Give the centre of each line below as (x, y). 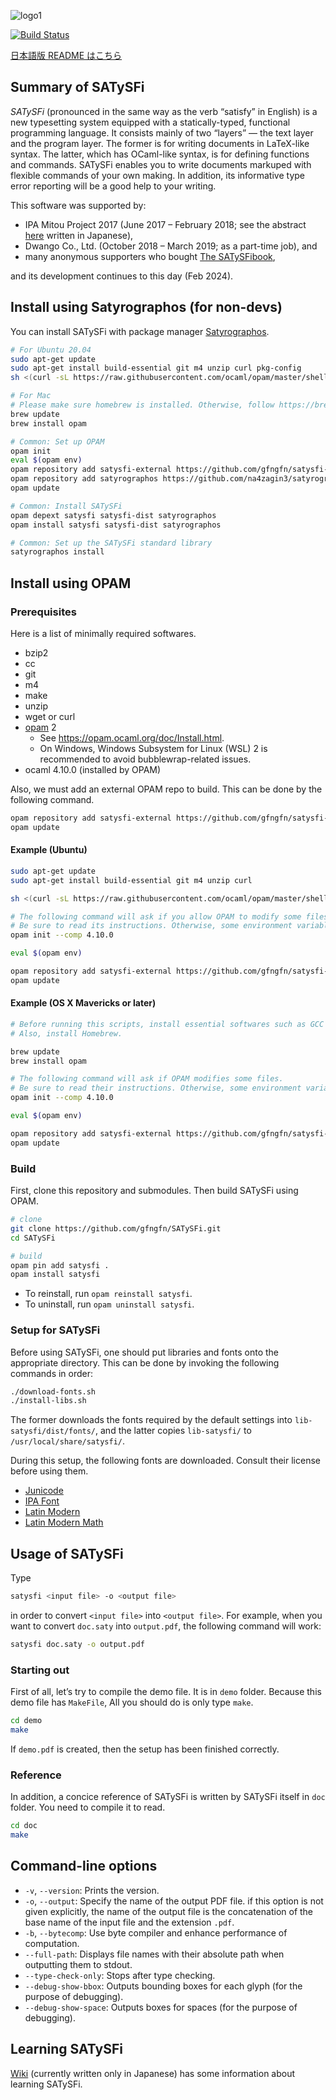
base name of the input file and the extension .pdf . (129, 1922)
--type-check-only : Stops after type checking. (120, 1975)
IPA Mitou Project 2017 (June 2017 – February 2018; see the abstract (165, 224)
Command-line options (84, 1866)
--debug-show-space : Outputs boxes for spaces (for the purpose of (161, 2007)
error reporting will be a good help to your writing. (113, 186)
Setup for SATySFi (55, 1330)
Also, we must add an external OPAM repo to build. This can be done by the (166, 789)
